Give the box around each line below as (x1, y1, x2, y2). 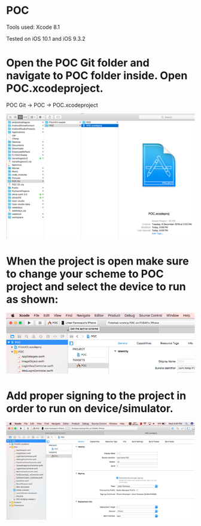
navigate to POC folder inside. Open (6, 69, 188, 83)
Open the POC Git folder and (6, 56, 150, 70)
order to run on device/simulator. (6, 402, 173, 416)
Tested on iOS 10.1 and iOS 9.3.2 (6, 35, 86, 42)
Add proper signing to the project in (6, 389, 187, 402)
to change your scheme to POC (6, 267, 164, 281)
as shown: (6, 292, 59, 306)
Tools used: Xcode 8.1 (6, 23, 60, 31)
